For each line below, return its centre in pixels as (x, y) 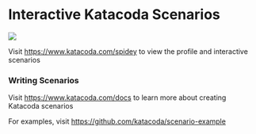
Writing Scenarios (44, 80)
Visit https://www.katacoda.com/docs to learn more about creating (117, 98)
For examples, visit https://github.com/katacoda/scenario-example (117, 121)
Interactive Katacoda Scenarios (114, 15)
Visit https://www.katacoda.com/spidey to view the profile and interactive (128, 51)
